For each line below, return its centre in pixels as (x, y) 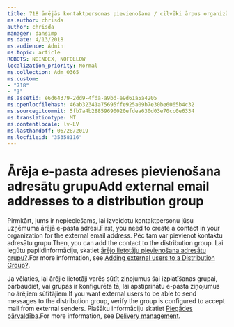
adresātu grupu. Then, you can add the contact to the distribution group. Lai (115, 243)
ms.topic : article (34, 53)
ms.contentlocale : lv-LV (43, 124)
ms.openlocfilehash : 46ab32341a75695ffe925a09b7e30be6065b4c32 (101, 105)
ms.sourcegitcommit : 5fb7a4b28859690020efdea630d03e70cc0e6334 (101, 111)
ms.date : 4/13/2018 (36, 40)
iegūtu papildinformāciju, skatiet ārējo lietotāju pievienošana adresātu (107, 250)
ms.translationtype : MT (42, 117)
